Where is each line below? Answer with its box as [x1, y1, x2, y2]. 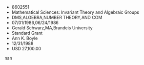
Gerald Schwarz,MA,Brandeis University [11, 25, 93, 31]
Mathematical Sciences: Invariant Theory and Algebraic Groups [11, 9, 140, 15]
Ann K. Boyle [11, 35, 38, 41]
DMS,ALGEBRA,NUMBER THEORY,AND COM [11, 15, 103, 20]
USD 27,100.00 [11, 46, 41, 51]
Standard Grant [11, 30, 42, 36]
